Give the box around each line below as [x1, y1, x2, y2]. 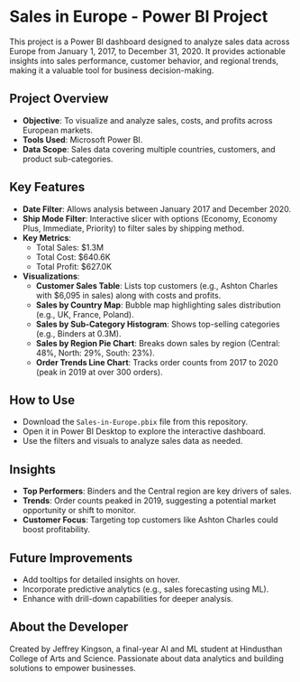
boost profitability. [22, 524, 91, 535]
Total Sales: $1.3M [35, 242, 105, 253]
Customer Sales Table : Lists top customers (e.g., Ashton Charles [35, 280, 278, 290]
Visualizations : [22, 271, 80, 281]
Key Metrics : [22, 232, 72, 243]
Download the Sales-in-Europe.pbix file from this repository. [22, 417, 249, 428]
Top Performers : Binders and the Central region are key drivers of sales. [22, 485, 293, 497]
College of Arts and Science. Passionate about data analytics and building [9, 652, 284, 664]
